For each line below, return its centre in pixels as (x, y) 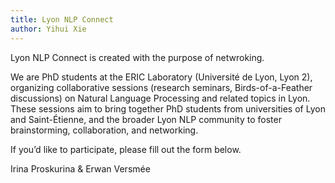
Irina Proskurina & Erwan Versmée (80, 168)
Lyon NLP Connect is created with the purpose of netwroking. (137, 57)
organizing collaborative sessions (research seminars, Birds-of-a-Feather (161, 87)
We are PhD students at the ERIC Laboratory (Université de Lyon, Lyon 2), (161, 77)
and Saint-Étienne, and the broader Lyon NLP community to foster (146, 119)
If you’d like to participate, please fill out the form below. (126, 149)
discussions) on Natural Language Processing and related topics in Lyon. (160, 98)
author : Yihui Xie (48, 29)
